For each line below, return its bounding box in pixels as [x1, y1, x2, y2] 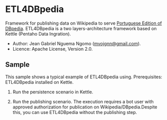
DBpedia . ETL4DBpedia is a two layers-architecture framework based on [5, 25, 157, 31]
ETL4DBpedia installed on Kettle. [5, 79, 74, 85]
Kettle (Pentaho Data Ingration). [5, 31, 71, 37]
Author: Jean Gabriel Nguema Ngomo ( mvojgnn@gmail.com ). [12, 40, 141, 46]
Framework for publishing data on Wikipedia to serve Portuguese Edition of [5, 20, 162, 26]
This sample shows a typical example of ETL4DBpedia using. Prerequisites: [5, 74, 162, 80]
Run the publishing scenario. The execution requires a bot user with [12, 98, 154, 104]
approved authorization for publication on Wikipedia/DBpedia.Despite [12, 104, 158, 110]
